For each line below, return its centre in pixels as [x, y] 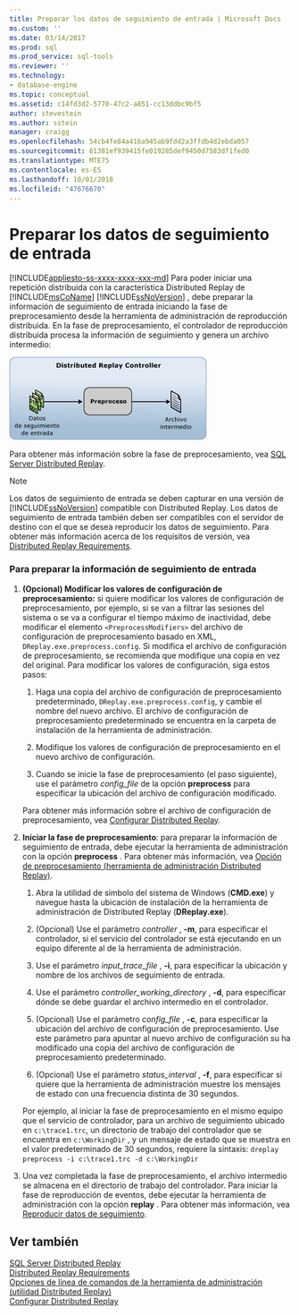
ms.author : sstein [43, 123]
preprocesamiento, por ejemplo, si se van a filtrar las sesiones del [143, 608]
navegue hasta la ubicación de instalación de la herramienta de [152, 902]
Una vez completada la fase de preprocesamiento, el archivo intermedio [154, 1175]
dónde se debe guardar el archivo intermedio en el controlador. [152, 1002]
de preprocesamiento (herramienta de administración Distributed [141, 866]
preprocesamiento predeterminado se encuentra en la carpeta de [156, 720]
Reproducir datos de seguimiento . [84, 1214]
